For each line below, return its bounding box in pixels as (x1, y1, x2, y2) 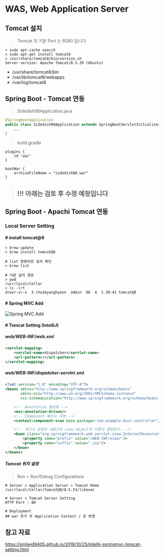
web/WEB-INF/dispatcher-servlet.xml (5, 370, 84, 376)
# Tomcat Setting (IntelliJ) (5, 322, 59, 328)
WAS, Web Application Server (5, 3, 129, 15)
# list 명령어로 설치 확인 (5, 259, 52, 264)
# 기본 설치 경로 (5, 273, 34, 278)
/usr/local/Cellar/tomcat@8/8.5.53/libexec (5, 487, 95, 492)
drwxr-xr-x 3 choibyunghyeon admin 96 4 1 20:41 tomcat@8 (5, 290, 137, 295)
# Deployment (5, 509, 32, 514)
